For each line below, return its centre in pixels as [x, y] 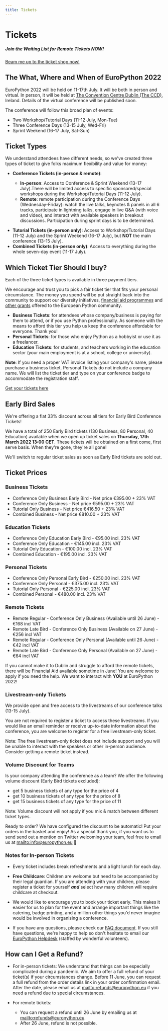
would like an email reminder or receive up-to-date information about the [80, 726]
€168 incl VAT [27, 623]
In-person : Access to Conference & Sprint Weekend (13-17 [81, 183]
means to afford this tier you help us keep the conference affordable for [86, 326]
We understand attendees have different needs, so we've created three [79, 158]
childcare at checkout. [36, 892]
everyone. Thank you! [35, 331]
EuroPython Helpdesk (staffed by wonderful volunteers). [71, 938]
